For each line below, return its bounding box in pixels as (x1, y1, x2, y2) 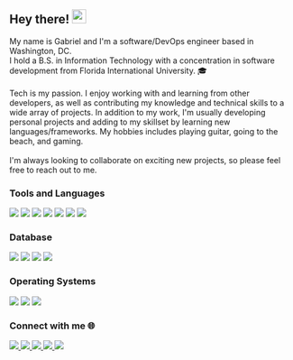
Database (9, 231, 52, 244)
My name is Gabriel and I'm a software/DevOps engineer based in (9, 35, 254, 46)
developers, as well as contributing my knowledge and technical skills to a (9, 97, 285, 108)
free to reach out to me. (9, 164, 97, 175)
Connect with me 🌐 (9, 319, 96, 332)
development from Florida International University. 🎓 (9, 65, 207, 76)
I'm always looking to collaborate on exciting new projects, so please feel (9, 154, 281, 165)
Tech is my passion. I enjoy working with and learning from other (9, 88, 250, 98)
